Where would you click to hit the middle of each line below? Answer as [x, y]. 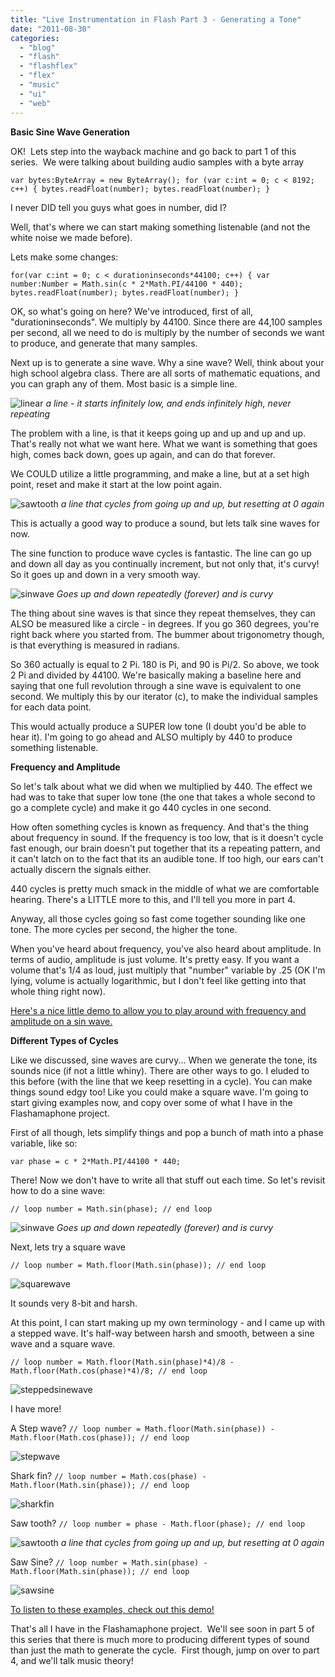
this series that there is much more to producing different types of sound [160, 1639]
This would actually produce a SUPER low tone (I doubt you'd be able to [158, 726]
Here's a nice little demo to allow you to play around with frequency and [158, 1010]
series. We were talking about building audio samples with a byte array [157, 162]
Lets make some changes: [64, 257]
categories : [35, 38]
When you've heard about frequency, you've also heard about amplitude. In [166, 948]
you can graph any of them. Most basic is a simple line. [124, 383]
